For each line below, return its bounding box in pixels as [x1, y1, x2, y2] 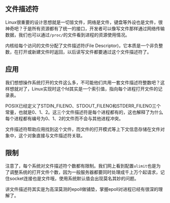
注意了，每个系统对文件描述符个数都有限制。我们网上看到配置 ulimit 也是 [5, 163, 156, 169]
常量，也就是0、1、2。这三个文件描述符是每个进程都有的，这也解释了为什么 [5, 109, 163, 115]
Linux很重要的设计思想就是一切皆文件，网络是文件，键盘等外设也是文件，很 [5, 19, 163, 25]
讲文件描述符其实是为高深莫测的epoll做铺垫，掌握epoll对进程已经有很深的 [5, 186, 158, 192]
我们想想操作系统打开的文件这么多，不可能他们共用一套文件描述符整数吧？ [5, 79, 160, 85]
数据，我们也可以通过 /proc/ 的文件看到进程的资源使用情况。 [5, 32, 130, 38]
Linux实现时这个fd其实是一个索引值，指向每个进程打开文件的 [31, 85, 158, 92]
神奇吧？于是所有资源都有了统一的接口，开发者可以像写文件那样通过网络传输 [5, 25, 165, 31]
